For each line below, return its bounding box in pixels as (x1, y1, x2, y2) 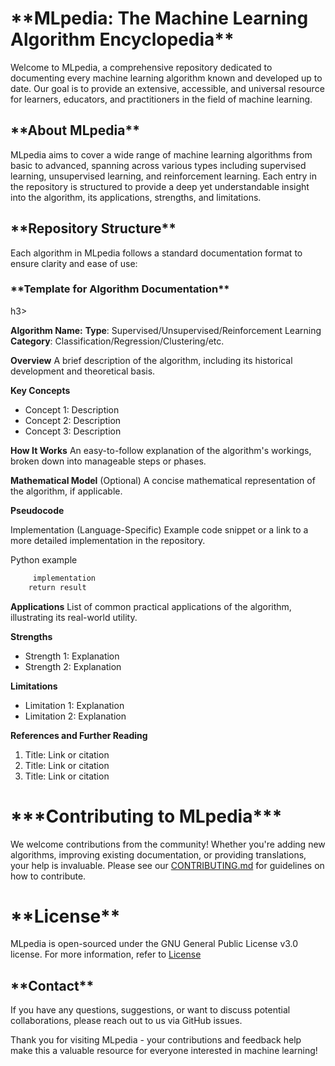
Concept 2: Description (24, 414, 122, 426)
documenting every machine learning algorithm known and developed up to (10, 72, 323, 84)
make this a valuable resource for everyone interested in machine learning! (10, 1045, 318, 1057)
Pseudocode (10, 504, 65, 516)
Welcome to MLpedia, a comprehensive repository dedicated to (10, 61, 273, 73)
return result (28, 582, 87, 592)
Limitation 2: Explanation (24, 710, 127, 722)
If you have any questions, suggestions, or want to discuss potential (10, 1004, 291, 1016)
